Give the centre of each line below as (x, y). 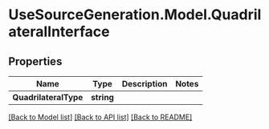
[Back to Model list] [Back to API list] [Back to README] (100, 117)
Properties (35, 61)
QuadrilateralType (48, 97)
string (103, 97)
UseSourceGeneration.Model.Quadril (135, 15)
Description (145, 84)
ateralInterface (59, 32)
